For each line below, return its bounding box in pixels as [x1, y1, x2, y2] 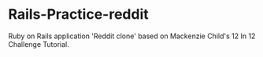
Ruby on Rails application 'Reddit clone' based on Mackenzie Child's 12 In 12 [8, 31, 256, 41]
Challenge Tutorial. [8, 39, 69, 48]
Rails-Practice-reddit [8, 5, 149, 23]
